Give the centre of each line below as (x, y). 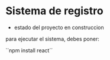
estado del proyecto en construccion (59, 27)
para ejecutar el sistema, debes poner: (53, 39)
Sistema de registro (55, 11)
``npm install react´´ (29, 50)
